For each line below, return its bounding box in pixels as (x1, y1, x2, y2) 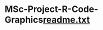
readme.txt (43, 14, 90, 25)
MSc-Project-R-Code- (4, 3, 99, 15)
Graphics (4, 14, 43, 25)
